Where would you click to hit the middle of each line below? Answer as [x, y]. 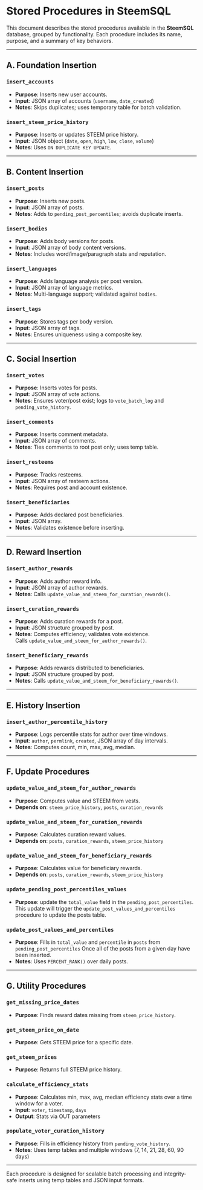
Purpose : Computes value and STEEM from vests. [77, 801]
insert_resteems [30, 462]
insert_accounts [30, 82]
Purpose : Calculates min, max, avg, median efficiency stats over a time [103, 1097]
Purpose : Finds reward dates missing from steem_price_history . [95, 1015]
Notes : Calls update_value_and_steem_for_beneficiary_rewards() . [97, 681]
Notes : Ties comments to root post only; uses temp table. [87, 447]
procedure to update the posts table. [61, 915]
